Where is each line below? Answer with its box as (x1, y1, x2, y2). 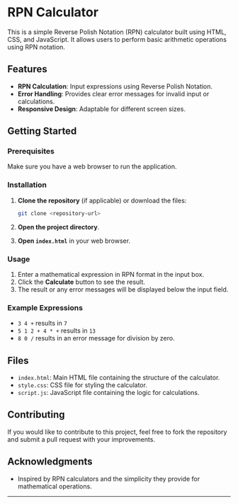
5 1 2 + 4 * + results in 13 (17, 326, 96, 335)
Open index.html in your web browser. (17, 236, 131, 245)
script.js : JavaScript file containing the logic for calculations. (17, 389, 200, 397)
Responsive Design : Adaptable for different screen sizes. (17, 104, 186, 113)
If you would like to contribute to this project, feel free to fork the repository (7, 428, 227, 436)
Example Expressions (7, 302, 84, 312)
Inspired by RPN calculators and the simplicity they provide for (17, 474, 200, 483)
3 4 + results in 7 (17, 319, 67, 328)
